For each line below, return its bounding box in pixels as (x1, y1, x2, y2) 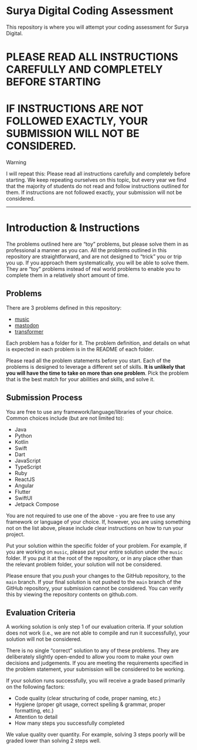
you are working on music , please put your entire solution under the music (6, 548, 183, 555)
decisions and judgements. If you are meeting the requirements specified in (6, 660, 189, 667)
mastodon (14, 321, 39, 329)
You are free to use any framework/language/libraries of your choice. (6, 408, 174, 415)
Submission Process (6, 393, 83, 403)
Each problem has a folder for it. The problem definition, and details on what (6, 339, 190, 347)
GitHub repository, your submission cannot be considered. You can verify (6, 585, 184, 592)
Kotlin (14, 438, 29, 445)
